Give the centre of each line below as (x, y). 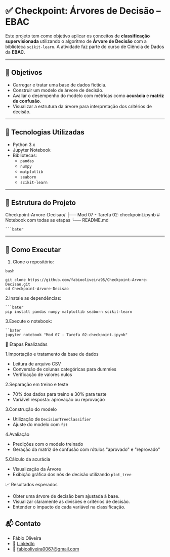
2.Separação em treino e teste (37, 385)
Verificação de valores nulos (42, 375)
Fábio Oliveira (27, 538)
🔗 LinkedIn (24, 544)
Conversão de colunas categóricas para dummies (64, 369)
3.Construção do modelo (31, 409)
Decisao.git (18, 285)
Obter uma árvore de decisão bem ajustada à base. (66, 496)
